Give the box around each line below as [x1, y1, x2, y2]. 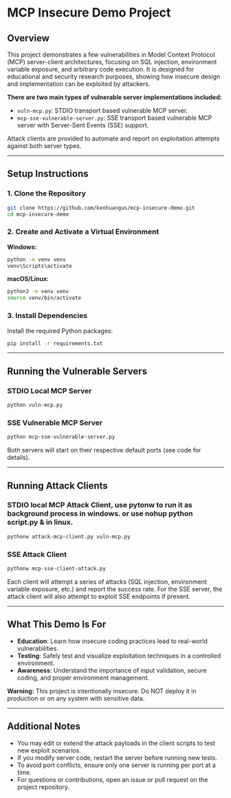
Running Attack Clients [7, 480, 108, 492]
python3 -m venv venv [7, 288, 69, 295]
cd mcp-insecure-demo [7, 211, 69, 218]
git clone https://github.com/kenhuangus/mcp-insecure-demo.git [7, 204, 195, 211]
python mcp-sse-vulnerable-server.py [7, 434, 115, 441]
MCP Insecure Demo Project [7, 5, 171, 21]
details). [7, 453, 30, 462]
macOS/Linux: [7, 275, 49, 283]
